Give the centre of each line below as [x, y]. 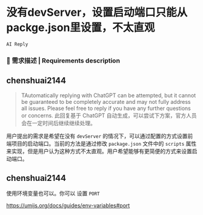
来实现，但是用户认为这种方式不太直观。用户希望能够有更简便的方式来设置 [99, 151]
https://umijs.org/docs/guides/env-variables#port [68, 206]
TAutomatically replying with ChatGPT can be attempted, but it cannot [108, 95]
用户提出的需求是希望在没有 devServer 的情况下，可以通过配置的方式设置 [97, 136]
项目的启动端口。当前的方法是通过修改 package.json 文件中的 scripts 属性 [104, 143]
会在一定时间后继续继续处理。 [58, 123]
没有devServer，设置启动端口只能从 [97, 12]
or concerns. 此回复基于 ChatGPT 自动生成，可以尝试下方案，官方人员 [109, 115]
